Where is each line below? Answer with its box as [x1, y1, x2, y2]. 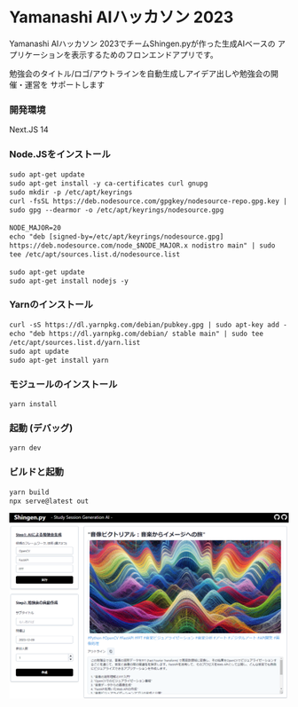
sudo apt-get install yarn [9, 356, 109, 365]
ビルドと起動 [9, 466, 65, 478]
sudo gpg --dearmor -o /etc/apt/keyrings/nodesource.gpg [9, 205, 224, 215]
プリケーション [9, 49, 64, 59]
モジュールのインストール [9, 378, 118, 390]
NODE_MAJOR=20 [9, 223, 62, 232]
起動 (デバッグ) [9, 422, 74, 435]
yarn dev [9, 444, 42, 452]
